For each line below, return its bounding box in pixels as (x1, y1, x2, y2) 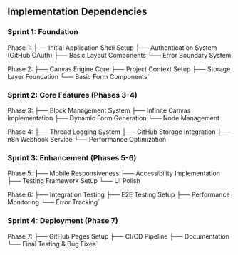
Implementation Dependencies (7, 6, 148, 18)
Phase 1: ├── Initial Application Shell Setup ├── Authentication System (7, 43, 217, 52)
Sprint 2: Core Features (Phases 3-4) (7, 90, 138, 100)
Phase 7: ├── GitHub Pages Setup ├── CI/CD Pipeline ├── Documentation (7, 231, 230, 241)
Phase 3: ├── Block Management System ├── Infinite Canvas (7, 106, 191, 115)
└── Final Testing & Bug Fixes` (7, 239, 98, 248)
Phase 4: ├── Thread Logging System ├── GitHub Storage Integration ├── (7, 127, 231, 136)
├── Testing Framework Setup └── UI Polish (7, 177, 140, 185)
